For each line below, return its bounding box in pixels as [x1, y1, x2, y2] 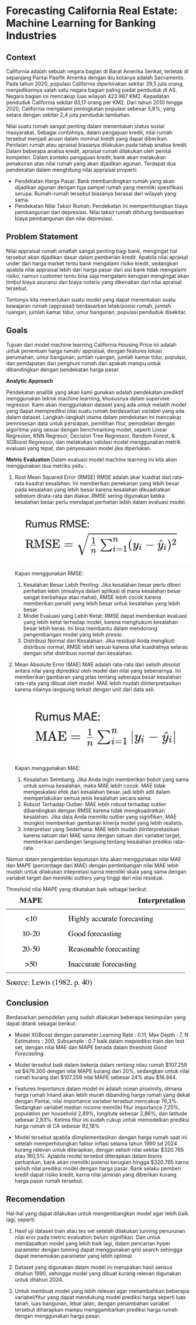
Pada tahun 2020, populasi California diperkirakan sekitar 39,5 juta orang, [6, 80, 184, 87]
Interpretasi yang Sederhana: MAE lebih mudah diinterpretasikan [23, 826, 180, 833]
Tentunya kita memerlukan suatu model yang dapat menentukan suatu [6, 296, 176, 303]
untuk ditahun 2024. [14, 1276, 64, 1283]
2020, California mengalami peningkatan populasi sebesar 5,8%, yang [6, 105, 176, 112]
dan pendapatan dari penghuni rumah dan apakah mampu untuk [6, 360, 161, 367]
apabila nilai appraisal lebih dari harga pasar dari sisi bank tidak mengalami [6, 266, 187, 273]
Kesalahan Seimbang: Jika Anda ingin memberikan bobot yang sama [23, 776, 189, 783]
